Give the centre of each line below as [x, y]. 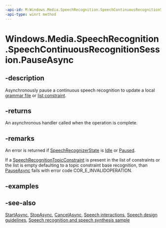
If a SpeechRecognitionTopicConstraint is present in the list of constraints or [83, 160]
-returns [18, 111]
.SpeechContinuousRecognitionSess [83, 49]
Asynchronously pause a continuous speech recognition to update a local [80, 90]
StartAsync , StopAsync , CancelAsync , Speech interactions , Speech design [81, 215]
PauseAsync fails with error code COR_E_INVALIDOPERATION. [69, 171]
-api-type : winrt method [31, 14]
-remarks [20, 139]
